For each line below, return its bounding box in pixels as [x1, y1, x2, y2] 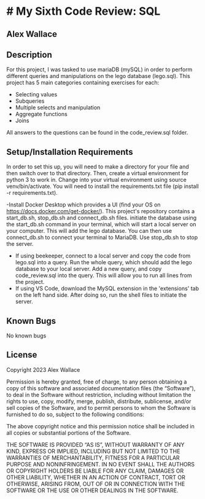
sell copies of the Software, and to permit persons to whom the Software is [6, 404, 196, 411]
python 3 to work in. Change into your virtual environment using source [6, 176, 187, 184]
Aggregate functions [15, 111, 68, 118]
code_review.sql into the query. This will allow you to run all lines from [15, 272, 192, 279]
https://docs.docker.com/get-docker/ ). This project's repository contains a [6, 208, 195, 215]
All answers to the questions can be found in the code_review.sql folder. [6, 129, 188, 136]
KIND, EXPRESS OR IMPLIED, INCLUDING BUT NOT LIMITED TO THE [6, 447, 180, 455]
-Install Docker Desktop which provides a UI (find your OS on [6, 201, 161, 208]
